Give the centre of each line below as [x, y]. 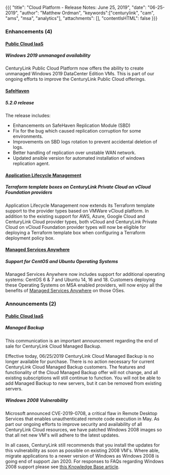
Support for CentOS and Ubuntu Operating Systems [62, 261]
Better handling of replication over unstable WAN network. [74, 153]
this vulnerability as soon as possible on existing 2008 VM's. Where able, [82, 450]
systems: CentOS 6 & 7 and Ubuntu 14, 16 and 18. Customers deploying [80, 280]
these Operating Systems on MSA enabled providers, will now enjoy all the [84, 285]
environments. [28, 136]
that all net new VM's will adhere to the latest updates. [62, 435]
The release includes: [28, 116]
